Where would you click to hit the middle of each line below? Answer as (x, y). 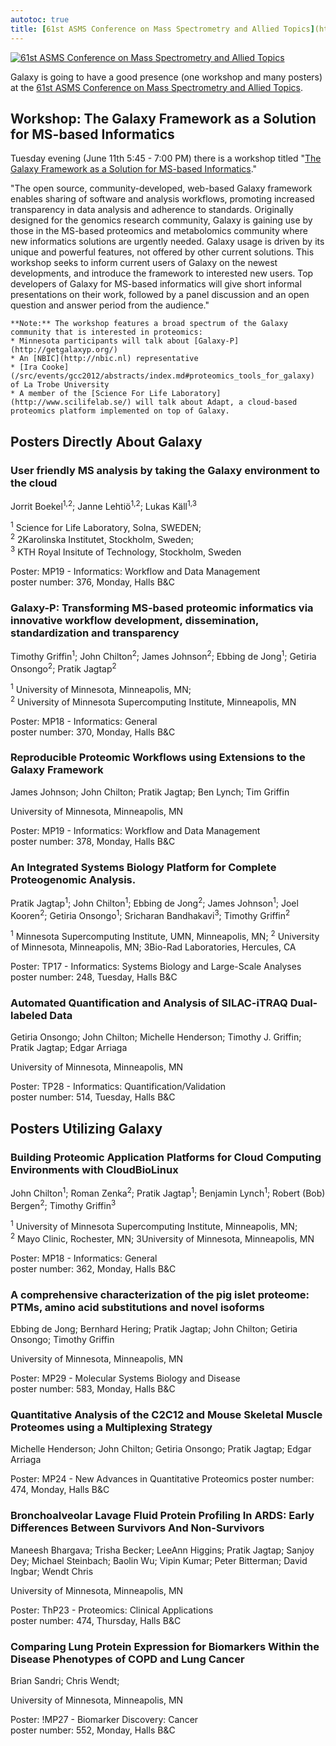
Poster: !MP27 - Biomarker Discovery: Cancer (104, 1719)
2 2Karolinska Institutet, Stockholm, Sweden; (102, 538)
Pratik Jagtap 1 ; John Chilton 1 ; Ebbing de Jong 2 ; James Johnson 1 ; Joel (154, 902)
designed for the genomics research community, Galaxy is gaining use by (161, 220)
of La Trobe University (60, 385)
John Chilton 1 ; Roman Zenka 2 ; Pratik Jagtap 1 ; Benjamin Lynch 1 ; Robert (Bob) (168, 1192)
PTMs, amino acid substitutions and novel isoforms (137, 1307)
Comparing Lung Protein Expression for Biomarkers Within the (165, 1646)
